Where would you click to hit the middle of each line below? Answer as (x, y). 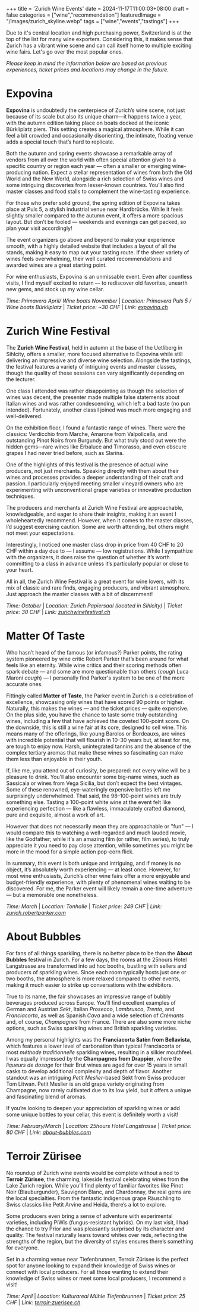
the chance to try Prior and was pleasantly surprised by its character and (95, 1229)
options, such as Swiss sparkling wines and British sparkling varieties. (92, 1028)
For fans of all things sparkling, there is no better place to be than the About (99, 953)
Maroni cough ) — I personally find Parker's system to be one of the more (96, 678)
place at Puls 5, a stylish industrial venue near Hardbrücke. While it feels (94, 209)
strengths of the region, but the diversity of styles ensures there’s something (100, 1241)
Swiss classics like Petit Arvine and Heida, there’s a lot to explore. (86, 1204)
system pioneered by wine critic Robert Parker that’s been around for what (97, 659)
